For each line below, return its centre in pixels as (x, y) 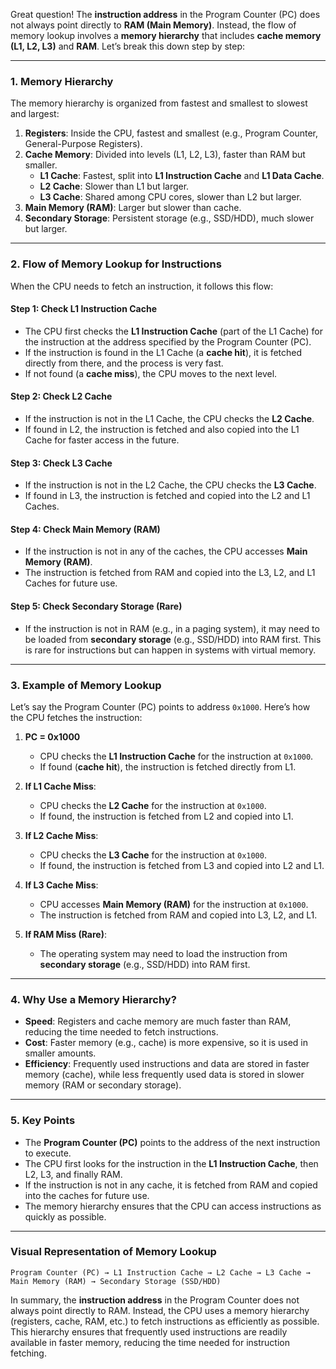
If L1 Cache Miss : (60, 786)
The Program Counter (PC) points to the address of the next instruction (172, 1142)
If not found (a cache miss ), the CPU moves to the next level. (151, 373)
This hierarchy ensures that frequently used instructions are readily (149, 1331)
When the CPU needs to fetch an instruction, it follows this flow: (142, 286)
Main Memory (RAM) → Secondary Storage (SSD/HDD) (116, 1281)
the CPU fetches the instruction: (76, 717)
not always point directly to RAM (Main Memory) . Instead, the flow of (153, 25)
